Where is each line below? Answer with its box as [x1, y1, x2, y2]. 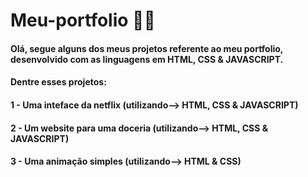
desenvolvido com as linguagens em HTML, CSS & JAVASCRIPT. [10, 53, 284, 65]
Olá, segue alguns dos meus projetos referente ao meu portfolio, [10, 42, 284, 54]
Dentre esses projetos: [10, 76, 107, 88]
